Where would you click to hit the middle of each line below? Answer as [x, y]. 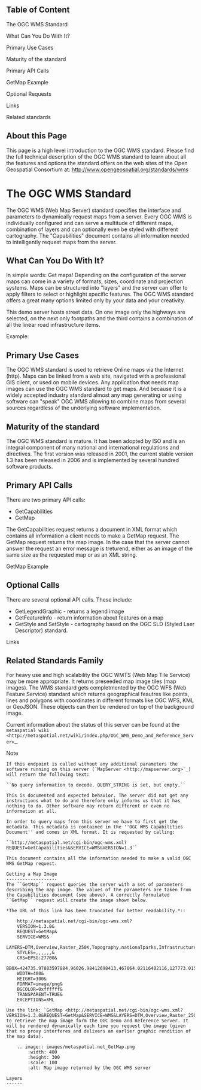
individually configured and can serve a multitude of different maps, [90, 223]
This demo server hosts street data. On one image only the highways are [96, 312]
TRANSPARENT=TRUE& [40, 995]
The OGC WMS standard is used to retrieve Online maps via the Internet [95, 370]
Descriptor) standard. [41, 630]
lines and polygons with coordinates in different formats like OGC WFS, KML [100, 700]
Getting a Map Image [32, 874]
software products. [30, 467]
